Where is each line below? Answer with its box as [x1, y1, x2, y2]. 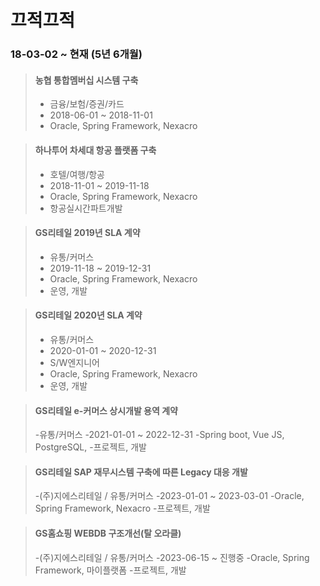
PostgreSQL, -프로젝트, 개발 [34, 441, 147, 453]
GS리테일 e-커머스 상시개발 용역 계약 [34, 404, 178, 416]
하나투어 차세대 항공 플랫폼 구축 [34, 144, 157, 156]
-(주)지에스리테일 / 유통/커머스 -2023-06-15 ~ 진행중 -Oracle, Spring [34, 551, 310, 563]
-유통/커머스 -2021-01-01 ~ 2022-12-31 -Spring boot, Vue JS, [34, 429, 285, 441]
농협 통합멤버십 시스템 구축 [34, 74, 139, 86]
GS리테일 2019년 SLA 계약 [34, 227, 141, 239]
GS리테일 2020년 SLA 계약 [34, 309, 143, 321]
